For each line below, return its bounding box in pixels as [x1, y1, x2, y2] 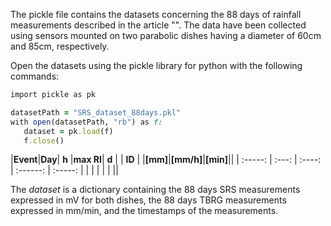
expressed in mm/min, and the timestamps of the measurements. [10, 205, 279, 217]
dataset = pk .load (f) [23, 126, 114, 136]
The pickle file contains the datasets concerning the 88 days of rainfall [10, 9, 302, 20]
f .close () [23, 135, 65, 146]
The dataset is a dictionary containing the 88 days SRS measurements [10, 184, 301, 196]
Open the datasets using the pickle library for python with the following [10, 60, 303, 71]
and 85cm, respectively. [10, 40, 110, 52]
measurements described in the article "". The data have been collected [10, 19, 307, 31]
